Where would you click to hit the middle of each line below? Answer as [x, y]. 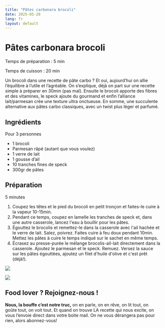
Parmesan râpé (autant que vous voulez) [53, 149]
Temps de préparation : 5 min [35, 62]
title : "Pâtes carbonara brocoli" [41, 10]
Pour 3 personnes [23, 134]
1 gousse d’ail [26, 159]
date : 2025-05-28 [23, 14]
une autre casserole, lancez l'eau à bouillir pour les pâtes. [71, 222]
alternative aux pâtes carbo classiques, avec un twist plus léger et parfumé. [82, 107]
